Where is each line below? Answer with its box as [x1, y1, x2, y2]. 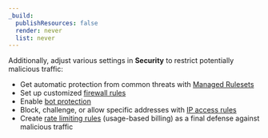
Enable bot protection [19, 97, 92, 106]
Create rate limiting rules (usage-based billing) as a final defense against [19, 113, 260, 124]
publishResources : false [15, 19, 98, 27]
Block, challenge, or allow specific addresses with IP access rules [19, 105, 238, 115]
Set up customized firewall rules [19, 89, 126, 98]
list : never [15, 34, 56, 42]
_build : [8, 11, 34, 20]
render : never [15, 26, 62, 34]
